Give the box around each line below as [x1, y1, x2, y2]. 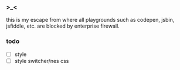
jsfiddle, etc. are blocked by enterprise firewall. [6, 22, 120, 29]
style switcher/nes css [14, 57, 69, 64]
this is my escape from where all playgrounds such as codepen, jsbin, [6, 16, 175, 24]
